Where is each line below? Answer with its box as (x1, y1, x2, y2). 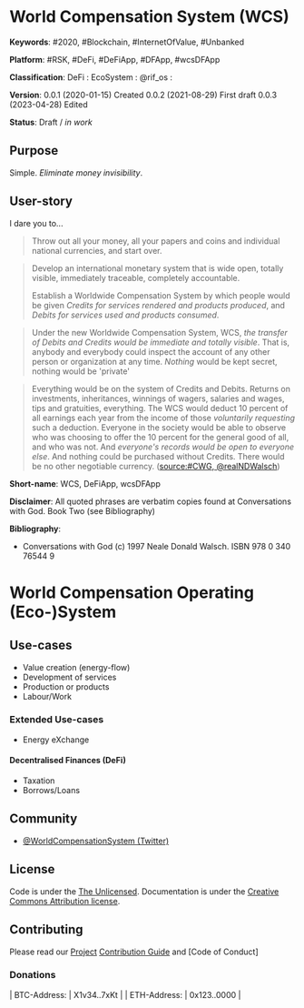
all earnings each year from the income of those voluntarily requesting (31, 412, 296, 423)
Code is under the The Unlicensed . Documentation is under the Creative (9, 885, 279, 897)
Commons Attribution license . (9, 895, 121, 906)
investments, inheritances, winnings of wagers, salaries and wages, (31, 393, 285, 404)
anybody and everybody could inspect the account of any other (31, 346, 270, 357)
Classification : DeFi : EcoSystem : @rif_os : (9, 71, 173, 83)
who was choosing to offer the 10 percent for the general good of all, (31, 431, 289, 442)
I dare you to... (9, 217, 64, 228)
